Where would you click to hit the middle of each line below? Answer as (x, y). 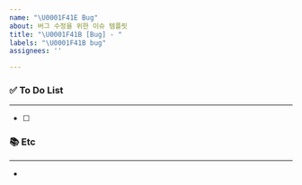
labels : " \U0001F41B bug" (58, 43)
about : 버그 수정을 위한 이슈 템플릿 (69, 26)
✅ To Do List (36, 91)
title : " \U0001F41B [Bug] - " (66, 34)
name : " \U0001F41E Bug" (54, 18)
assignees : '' (36, 51)
